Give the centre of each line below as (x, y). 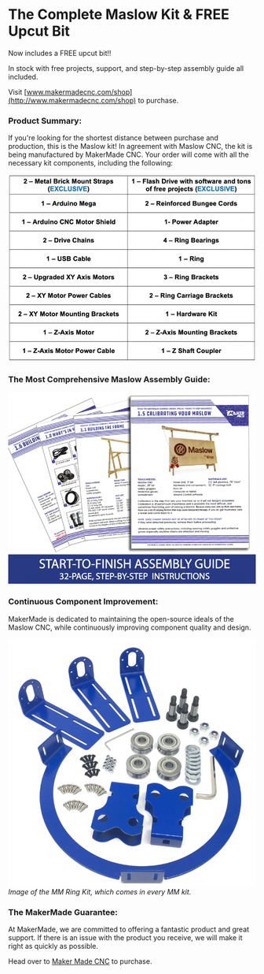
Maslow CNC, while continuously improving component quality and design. (130, 627)
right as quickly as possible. (53, 946)
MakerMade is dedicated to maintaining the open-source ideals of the (121, 619)
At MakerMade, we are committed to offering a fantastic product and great (129, 929)
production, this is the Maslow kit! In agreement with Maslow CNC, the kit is (130, 147)
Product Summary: (45, 121)
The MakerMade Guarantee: (63, 912)
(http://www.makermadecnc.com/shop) (72, 100)
